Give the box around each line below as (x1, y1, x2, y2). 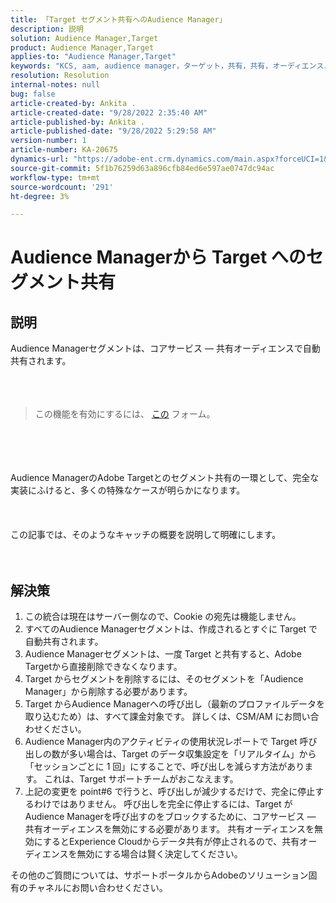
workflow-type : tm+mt (10, 172, 101, 183)
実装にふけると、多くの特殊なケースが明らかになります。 (10, 484, 246, 496)
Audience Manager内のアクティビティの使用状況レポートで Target (24, 736, 298, 748)
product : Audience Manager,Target (10, 42, 155, 53)
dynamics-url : (10, 154, 70, 164)
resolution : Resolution (10, 71, 110, 81)
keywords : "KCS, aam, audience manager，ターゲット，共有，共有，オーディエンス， (10, 61, 332, 71)
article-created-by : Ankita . (10, 98, 137, 108)
